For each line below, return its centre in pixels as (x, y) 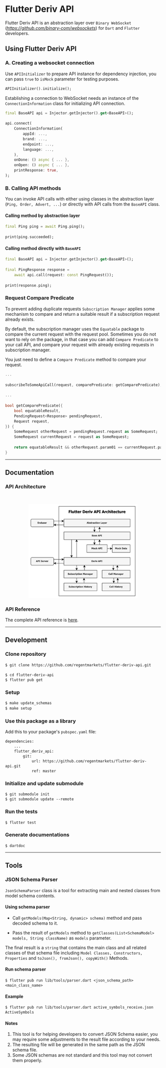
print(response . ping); (28, 285)
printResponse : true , (36, 171)
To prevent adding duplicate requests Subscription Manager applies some (80, 309)
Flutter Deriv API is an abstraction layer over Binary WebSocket (68, 23)
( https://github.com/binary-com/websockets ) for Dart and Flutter (72, 28)
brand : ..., (35, 139)
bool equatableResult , (37, 411)
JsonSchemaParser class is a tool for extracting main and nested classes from (83, 890)
